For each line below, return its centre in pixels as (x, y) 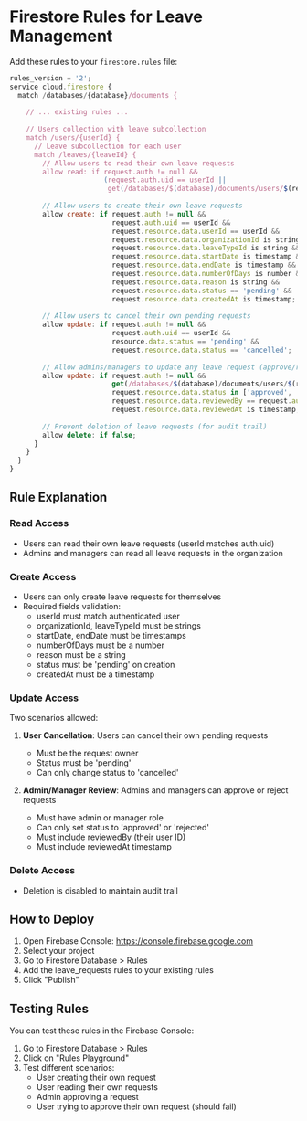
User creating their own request (96, 1078)
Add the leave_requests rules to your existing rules (118, 970)
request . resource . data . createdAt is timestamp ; (204, 299)
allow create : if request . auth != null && (124, 214)
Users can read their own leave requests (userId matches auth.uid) (148, 543)
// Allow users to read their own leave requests (138, 163)
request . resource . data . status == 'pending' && (201, 291)
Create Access (43, 576)
